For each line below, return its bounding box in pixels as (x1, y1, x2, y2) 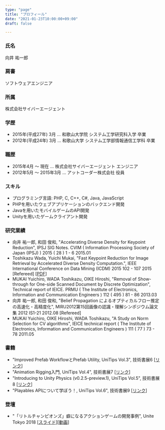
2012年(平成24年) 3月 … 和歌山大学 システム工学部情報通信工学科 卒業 (12, 137, 155, 143)
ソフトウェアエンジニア (5, 80, 53, 86)
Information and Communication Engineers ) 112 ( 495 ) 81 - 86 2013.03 (12, 292, 157, 298)
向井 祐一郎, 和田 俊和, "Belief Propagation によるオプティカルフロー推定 (12, 298, 160, 303)
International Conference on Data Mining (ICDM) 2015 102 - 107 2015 (12, 265, 152, 271)
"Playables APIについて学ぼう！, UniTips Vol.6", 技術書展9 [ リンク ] (12, 387, 148, 393)
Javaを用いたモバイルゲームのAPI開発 (12, 207, 90, 213)
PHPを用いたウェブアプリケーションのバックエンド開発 (12, 201, 125, 207)
